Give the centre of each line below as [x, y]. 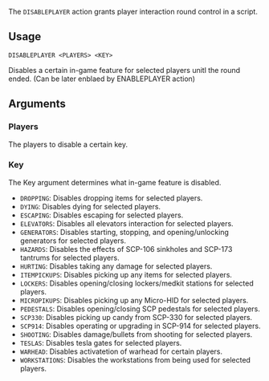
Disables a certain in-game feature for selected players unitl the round [124, 70]
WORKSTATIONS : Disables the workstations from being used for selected [135, 359]
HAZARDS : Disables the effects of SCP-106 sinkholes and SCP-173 [126, 249]
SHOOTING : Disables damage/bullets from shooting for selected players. [136, 334]
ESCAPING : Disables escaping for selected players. [102, 215]
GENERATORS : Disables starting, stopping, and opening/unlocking [124, 232]
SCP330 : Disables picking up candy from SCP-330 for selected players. [136, 317]
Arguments [37, 104]
